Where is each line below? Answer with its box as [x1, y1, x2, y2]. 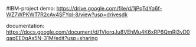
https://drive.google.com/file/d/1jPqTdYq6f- [56, 5, 162, 12]
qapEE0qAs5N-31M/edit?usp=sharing [6, 35, 99, 41]
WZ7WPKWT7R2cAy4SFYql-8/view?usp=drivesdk [6, 11, 128, 18]
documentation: [6, 23, 45, 29]
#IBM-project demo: [6, 5, 55, 12]
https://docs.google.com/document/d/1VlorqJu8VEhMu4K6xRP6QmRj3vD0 [6, 28, 190, 35]
